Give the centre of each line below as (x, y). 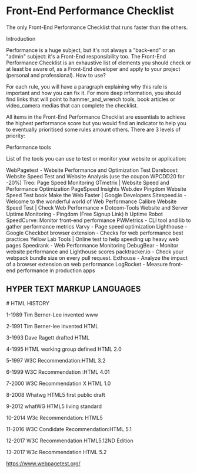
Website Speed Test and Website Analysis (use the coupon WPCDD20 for (96, 176)
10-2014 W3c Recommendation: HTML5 (54, 417)
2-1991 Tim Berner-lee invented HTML (52, 326)
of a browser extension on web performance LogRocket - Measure (87, 264)
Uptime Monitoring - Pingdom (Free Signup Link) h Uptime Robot (85, 214)
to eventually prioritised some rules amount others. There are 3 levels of (94, 129)
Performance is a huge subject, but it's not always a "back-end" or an (91, 50)
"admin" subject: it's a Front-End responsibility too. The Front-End (86, 56)
